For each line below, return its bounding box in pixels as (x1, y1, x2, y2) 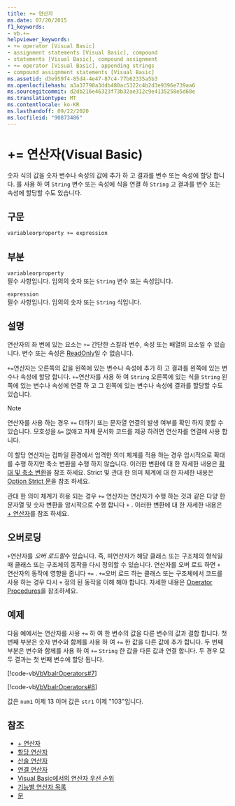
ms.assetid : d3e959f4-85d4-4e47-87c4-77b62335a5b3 (7, 75, 158, 82)
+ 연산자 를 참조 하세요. (7, 509, 70, 517)
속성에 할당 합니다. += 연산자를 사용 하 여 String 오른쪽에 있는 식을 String (20, 372, 220, 381)
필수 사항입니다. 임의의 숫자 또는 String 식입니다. (7, 298, 142, 306)
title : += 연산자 (7, 10, 54, 17)
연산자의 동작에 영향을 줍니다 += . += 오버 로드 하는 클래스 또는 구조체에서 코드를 (7, 569, 223, 577)
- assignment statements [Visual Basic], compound (7, 50, 158, 57)
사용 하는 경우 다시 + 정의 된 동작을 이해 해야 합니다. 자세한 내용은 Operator (7, 577, 213, 586)
